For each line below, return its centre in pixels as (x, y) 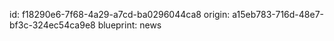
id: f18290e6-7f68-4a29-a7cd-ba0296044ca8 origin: (120, 14)
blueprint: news (129, 25)
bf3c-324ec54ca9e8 (52, 25)
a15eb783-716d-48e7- (278, 14)
